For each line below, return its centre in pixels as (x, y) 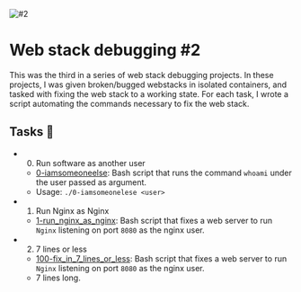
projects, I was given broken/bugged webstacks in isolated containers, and (148, 84)
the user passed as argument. (91, 182)
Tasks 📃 (32, 132)
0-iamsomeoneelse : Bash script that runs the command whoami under (164, 173)
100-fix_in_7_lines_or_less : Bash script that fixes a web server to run (161, 258)
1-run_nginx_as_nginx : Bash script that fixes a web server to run (154, 220)
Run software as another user (90, 163)
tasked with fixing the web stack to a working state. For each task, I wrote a (149, 93)
